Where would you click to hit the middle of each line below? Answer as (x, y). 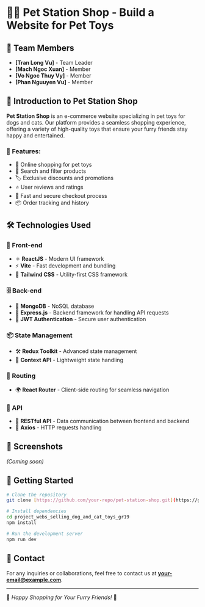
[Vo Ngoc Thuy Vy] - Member (53, 75)
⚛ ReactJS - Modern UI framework (59, 258)
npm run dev (21, 539)
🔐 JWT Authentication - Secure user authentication (81, 319)
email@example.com (34, 580)
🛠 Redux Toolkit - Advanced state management (76, 351)
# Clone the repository (37, 495)
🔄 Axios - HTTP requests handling (58, 427)
